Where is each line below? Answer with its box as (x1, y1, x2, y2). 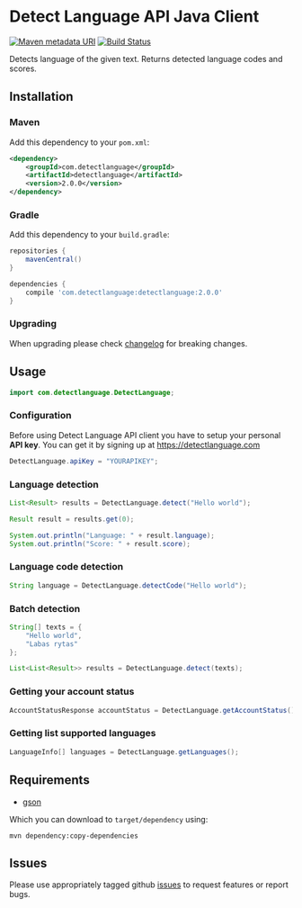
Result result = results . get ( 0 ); (9, 515, 135, 524)
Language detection (9, 478, 99, 490)
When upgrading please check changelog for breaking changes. (9, 337, 248, 348)
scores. (9, 63, 38, 74)
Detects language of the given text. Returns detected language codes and (9, 53, 283, 64)
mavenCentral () (25, 255, 83, 265)
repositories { (9, 247, 67, 256)
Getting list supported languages (9, 727, 156, 740)
